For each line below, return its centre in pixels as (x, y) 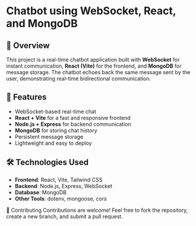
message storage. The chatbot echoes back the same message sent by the (98, 72)
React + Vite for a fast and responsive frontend (72, 117)
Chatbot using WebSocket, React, (91, 11)
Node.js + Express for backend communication (73, 124)
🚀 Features (26, 97)
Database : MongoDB (41, 192)
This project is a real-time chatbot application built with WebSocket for (93, 60)
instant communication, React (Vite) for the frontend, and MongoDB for (94, 66)
